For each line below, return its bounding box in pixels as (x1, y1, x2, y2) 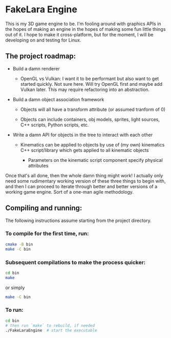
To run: (5, 307, 24, 314)
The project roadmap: (5, 52, 76, 61)
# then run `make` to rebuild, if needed (5, 323, 95, 328)
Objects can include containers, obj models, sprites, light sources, (20, 116, 160, 122)
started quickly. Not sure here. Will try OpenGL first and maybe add (20, 81, 163, 87)
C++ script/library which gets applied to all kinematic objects (20, 147, 149, 153)
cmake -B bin (5, 241, 33, 247)
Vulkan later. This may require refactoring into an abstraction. (20, 86, 150, 92)
